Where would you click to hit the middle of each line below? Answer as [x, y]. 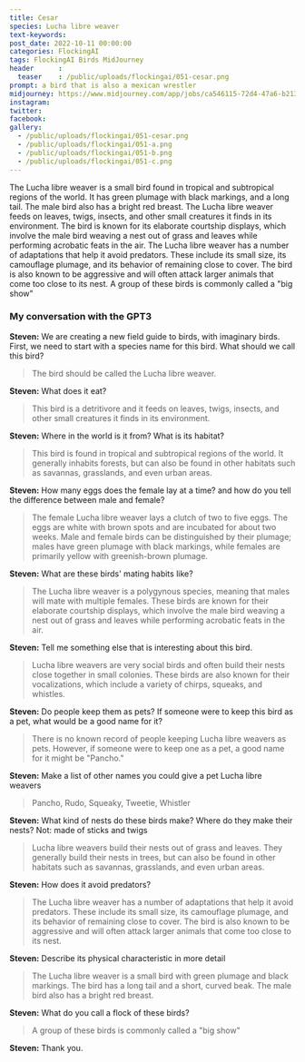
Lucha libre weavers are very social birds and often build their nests [158, 664]
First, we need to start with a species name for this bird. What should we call [152, 346]
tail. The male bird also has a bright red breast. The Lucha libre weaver [142, 206]
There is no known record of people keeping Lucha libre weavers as [159, 738]
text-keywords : [38, 34]
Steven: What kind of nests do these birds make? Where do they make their [151, 820]
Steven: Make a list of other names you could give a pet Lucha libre [136, 775]
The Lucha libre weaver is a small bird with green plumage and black [160, 976]
